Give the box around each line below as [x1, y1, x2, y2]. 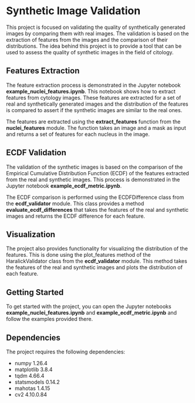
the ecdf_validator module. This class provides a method [6, 199, 144, 207]
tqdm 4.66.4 [14, 372, 45, 379]
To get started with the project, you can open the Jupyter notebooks [6, 303, 172, 310]
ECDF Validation [6, 148, 66, 158]
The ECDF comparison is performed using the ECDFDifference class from [6, 194, 184, 201]
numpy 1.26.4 [14, 360, 48, 366]
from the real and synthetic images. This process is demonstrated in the [6, 176, 180, 183]
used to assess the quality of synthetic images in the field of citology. [6, 48, 174, 55]
